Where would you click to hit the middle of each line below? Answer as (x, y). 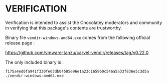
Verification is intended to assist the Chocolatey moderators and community (84, 22)
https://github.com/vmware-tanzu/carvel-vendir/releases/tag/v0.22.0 (77, 52)
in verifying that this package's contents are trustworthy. (64, 27)
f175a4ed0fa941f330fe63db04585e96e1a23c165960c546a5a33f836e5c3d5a (77, 71)
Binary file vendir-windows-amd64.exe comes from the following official (78, 37)
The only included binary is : (35, 62)
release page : (20, 42)
